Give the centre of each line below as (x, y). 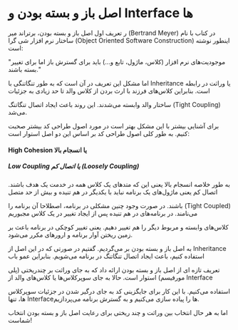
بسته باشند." (25, 69)
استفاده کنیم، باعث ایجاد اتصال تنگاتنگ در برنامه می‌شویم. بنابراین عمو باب (107, 256)
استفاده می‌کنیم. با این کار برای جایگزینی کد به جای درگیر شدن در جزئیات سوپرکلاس (119, 291)
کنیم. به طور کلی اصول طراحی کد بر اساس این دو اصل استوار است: (99, 133)
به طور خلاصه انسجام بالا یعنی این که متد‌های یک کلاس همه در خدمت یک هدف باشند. (119, 184)
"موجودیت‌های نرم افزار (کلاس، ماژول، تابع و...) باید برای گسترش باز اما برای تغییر (117, 61)
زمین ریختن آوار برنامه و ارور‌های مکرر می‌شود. (71, 234)
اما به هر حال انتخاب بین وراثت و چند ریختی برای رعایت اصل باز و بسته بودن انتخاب (118, 312)
